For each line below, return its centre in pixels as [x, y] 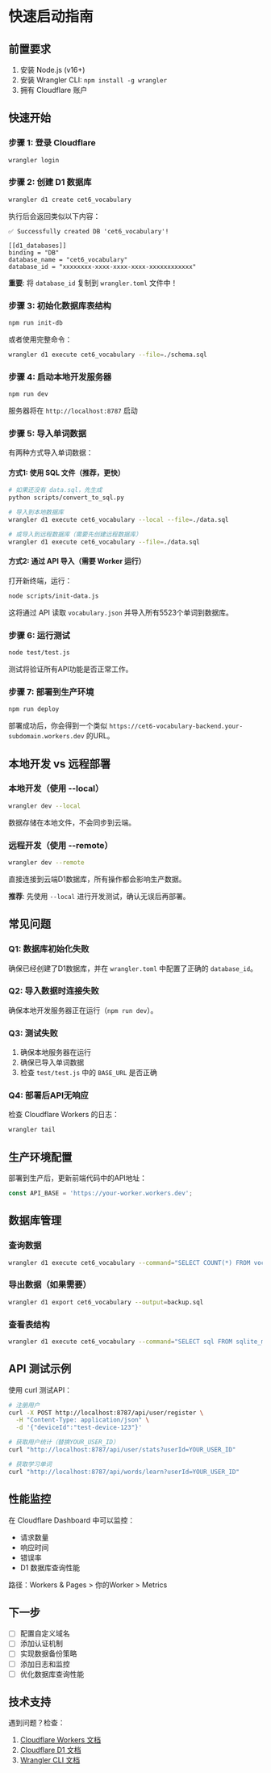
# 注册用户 [24, 1405]
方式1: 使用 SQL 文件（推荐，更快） [67, 473]
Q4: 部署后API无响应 [48, 1095]
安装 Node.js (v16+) [52, 70]
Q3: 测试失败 [33, 1033]
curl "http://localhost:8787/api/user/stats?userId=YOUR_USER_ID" [122, 1450]
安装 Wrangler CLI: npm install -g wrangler [94, 80]
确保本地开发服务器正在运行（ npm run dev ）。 [83, 1010]
